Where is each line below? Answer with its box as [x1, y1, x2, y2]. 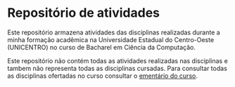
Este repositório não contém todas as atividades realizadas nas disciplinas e [7, 56, 229, 65]
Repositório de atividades [7, 5, 160, 21]
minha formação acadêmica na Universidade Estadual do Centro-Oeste [7, 35, 215, 43]
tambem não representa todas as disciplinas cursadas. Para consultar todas [7, 64, 227, 72]
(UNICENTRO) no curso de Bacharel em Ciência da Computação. [7, 43, 196, 51]
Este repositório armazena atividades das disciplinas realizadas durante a [7, 28, 220, 36]
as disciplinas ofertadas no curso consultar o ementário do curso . [7, 72, 198, 80]
